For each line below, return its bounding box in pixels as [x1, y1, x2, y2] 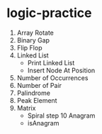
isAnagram [27, 118, 59, 127]
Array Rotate [16, 28, 54, 37]
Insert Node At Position [27, 66, 96, 74]
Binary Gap [16, 35, 50, 44]
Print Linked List [27, 58, 75, 67]
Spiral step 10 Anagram [27, 111, 96, 120]
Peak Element [16, 96, 57, 104]
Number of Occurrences [16, 73, 89, 82]
